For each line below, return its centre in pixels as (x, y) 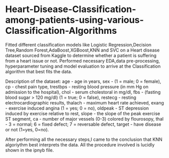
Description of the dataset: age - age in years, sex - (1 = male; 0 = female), (83, 81)
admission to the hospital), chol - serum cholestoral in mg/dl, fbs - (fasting (83, 92)
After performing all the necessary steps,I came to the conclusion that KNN (84, 139)
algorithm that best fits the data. (39, 71)
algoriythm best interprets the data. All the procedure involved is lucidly (80, 144)
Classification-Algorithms (61, 31)
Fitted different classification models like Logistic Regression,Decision (78, 44)
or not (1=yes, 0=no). (27, 129)
